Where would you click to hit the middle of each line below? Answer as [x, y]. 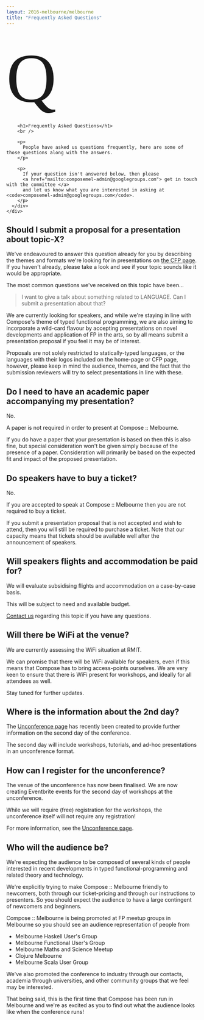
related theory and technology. [45, 875]
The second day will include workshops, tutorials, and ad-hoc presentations [101, 745]
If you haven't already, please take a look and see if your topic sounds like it [101, 267]
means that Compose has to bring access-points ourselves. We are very [97, 668]
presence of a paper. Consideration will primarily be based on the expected [101, 452]
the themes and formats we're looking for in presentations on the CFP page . [101, 260]
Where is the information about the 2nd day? [93, 712]
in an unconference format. [40, 751]
